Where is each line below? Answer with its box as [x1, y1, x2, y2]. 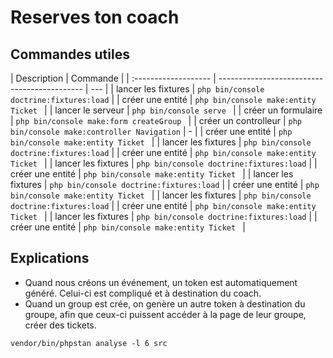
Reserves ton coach [10, 6, 180, 29]
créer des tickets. [24, 319, 97, 331]
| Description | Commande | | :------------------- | [10, 72, 217, 84]
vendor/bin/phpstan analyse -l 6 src [10, 338, 168, 348]
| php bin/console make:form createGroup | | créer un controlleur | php [10, 115, 303, 126]
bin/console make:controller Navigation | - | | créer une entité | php [10, 126, 293, 137]
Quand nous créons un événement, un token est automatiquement [24, 276, 298, 288]
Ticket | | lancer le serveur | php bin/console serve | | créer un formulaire [10, 104, 323, 116]
